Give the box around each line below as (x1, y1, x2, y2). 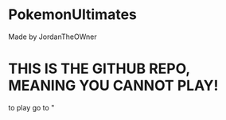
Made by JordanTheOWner (8, 32, 97, 41)
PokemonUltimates (8, 6, 138, 24)
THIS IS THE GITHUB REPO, (8, 60, 191, 78)
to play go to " (8, 103, 55, 112)
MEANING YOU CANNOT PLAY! (8, 77, 219, 95)
